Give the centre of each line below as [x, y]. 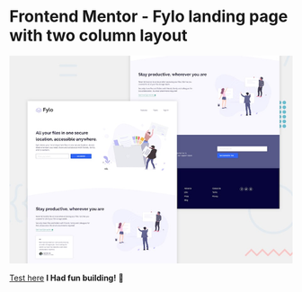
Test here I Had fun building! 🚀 [67, 278]
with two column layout [98, 35]
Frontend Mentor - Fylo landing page [149, 17]
